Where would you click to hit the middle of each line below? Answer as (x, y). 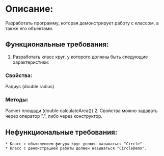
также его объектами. (29, 28)
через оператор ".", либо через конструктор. (54, 116)
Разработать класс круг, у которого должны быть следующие (80, 57)
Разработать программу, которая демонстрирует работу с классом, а (82, 23)
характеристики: (31, 62)
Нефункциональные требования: (61, 132)
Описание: (29, 9)
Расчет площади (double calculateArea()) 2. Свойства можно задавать (81, 111)
